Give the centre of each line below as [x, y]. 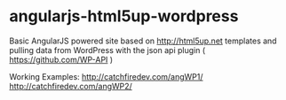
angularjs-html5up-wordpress [124, 16]
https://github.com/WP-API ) [61, 59]
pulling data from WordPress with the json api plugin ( [107, 50]
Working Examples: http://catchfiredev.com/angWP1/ [106, 76]
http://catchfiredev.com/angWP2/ [71, 86]
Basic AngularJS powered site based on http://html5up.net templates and [143, 41]
